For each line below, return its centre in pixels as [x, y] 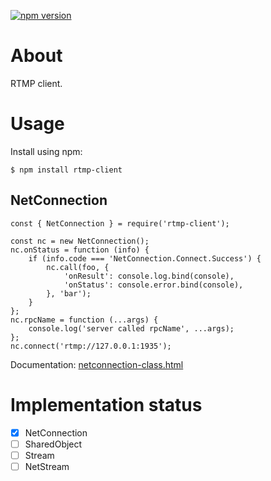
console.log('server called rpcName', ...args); [131, 328]
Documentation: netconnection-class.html [97, 364]
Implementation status [106, 404]
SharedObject [53, 444]
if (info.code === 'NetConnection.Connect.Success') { [145, 258]
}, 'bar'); [69, 293]
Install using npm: [46, 151]
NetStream [47, 466]
